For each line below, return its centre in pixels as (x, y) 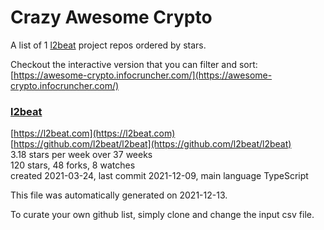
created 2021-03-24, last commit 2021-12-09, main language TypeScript (159, 176)
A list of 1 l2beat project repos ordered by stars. (108, 45)
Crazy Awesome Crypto (111, 17)
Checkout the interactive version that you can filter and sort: (134, 64)
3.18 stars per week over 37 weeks (81, 155)
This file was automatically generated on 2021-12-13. (119, 195)
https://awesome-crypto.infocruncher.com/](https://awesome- (143, 75)
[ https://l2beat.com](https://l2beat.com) (93, 133)
